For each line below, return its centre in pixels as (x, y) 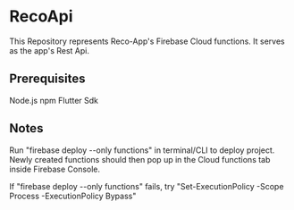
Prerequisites (47, 79)
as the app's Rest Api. (50, 50)
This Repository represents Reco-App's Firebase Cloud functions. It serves (147, 41)
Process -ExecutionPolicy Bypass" (73, 196)
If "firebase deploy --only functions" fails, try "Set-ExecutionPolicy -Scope (147, 186)
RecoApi (41, 17)
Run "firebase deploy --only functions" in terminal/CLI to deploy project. (142, 150)
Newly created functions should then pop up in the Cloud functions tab (140, 159)
